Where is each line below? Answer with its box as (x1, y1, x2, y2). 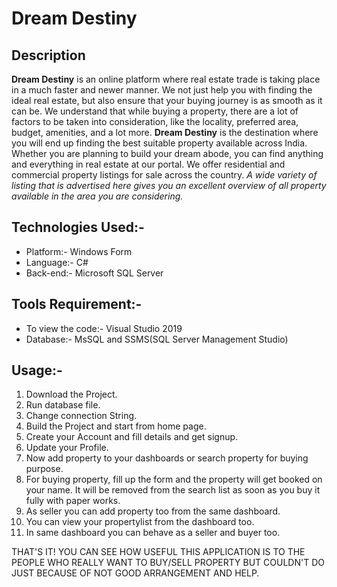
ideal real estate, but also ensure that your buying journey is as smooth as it (11, 95, 323, 106)
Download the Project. (25, 388, 118, 401)
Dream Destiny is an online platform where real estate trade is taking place (11, 73, 321, 85)
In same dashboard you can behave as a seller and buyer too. (25, 527, 281, 539)
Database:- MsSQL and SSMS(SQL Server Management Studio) (25, 333, 289, 345)
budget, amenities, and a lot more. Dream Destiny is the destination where (11, 127, 319, 138)
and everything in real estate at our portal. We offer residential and (11, 158, 286, 170)
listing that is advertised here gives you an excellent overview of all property (11, 180, 327, 191)
